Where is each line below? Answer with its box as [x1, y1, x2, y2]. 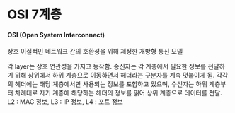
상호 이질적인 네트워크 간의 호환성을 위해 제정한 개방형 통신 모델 [7, 47, 183, 56]
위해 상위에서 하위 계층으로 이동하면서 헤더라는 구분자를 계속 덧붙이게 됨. [14, 71, 215, 80]
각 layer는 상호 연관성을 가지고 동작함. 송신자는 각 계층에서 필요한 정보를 [7, 62, 207, 71]
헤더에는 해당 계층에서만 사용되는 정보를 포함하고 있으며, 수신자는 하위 [14, 80, 207, 88]
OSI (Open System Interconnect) [7, 30, 105, 39]
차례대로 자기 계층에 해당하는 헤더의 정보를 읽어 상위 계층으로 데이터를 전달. [14, 89, 223, 97]
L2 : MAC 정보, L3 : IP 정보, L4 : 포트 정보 [7, 97, 124, 106]
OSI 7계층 [7, 6, 62, 23]
